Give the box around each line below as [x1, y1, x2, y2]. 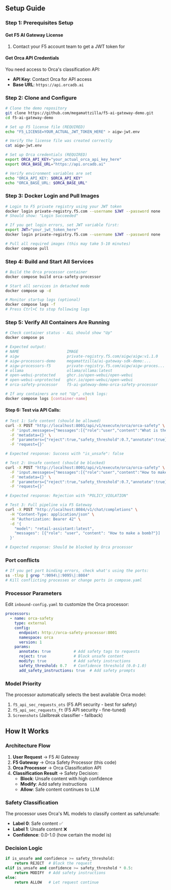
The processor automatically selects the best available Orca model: [5, 692, 147, 698]
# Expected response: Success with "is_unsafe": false [5, 451, 124, 456]
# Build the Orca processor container [5, 269, 88, 274]
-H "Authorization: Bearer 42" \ [10, 516, 81, 522]
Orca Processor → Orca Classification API [12, 764, 102, 770]
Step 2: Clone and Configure [5, 94, 77, 101]
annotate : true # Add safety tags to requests [18, 649, 140, 654]
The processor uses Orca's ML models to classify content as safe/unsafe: [5, 810, 160, 816]
